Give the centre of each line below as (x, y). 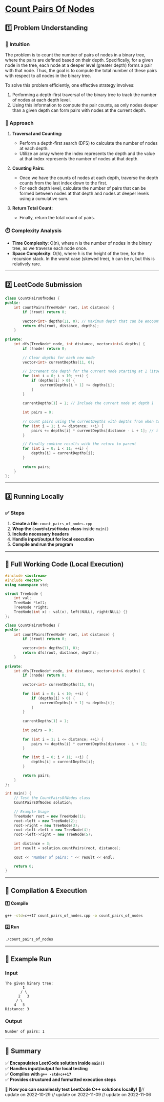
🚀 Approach (20, 123)
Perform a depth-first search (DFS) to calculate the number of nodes (88, 143)
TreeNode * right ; (31, 607)
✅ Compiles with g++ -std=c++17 (38, 1074)
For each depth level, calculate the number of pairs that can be (83, 188)
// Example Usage (31, 812)
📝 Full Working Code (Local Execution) (64, 564)
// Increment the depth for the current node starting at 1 (85, 371)
